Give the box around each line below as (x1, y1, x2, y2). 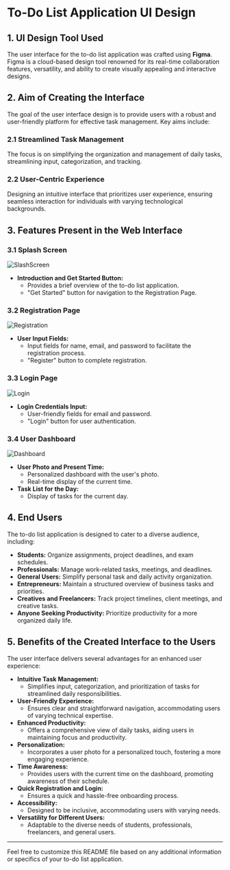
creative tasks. (16, 601, 59, 609)
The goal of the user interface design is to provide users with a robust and (7, 110, 217, 118)
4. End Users (7, 512, 63, 524)
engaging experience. (27, 755, 89, 763)
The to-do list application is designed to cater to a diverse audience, (7, 530, 200, 538)
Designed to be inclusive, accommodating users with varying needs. (27, 806, 220, 814)
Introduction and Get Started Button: (16, 274, 123, 282)
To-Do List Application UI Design (7, 5, 196, 21)
